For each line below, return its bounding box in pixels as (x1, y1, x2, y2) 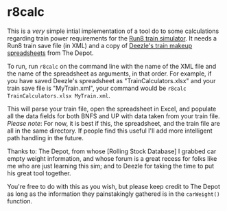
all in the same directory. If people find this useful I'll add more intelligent (7, 126, 213, 135)
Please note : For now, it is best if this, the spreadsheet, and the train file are (7, 119, 221, 127)
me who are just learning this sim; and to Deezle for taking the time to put (7, 162, 215, 170)
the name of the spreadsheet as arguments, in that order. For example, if (7, 69, 212, 78)
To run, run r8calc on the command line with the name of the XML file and (7, 62, 217, 70)
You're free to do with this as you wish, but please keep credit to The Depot (7, 182, 221, 190)
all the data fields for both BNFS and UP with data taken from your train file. (7, 111, 220, 120)
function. (7, 197, 33, 205)
